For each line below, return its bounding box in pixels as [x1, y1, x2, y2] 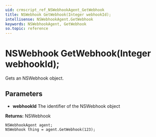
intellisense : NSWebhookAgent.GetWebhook [5, 17, 94, 22]
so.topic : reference [5, 26, 49, 31]
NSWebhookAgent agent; [5, 122, 53, 127]
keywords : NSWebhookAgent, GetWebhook [5, 21, 87, 27]
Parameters [5, 90, 43, 98]
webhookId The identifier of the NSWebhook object [12, 103, 120, 109]
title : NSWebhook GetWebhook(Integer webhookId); [5, 12, 112, 17]
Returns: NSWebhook [5, 113, 51, 119]
